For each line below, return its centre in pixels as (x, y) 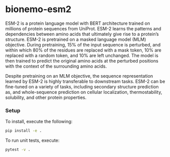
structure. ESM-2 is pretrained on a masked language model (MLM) (76, 39)
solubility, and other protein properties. (46, 97)
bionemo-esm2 (38, 9)
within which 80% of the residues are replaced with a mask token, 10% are (83, 50)
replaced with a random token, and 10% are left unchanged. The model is (82, 55)
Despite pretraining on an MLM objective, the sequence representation (79, 76)
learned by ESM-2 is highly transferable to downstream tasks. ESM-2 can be (85, 81)
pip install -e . (24, 131)
